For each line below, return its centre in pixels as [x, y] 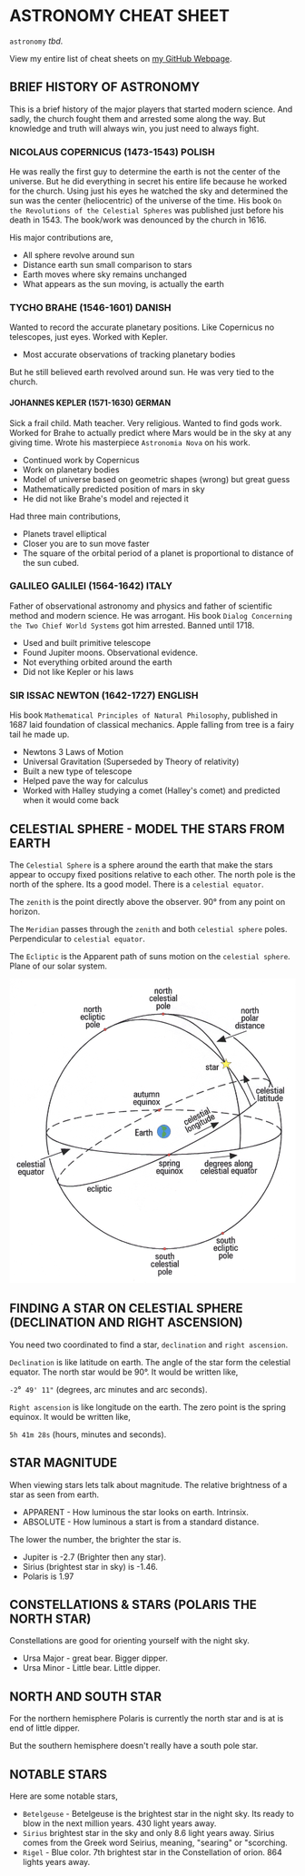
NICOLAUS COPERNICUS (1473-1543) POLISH [112, 152]
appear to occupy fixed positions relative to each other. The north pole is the [152, 874]
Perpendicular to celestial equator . [77, 938]
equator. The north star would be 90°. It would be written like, [124, 1372]
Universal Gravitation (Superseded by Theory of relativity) [131, 762]
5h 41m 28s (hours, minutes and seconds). [88, 1434]
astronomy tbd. [36, 41]
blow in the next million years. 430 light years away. [119, 1823]
